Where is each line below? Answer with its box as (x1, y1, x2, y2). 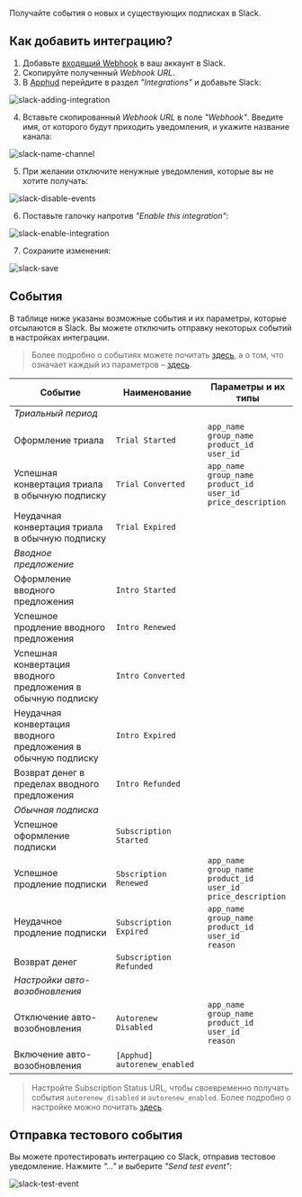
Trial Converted (115, 479, 186, 489)
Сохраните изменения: (22, 245, 111, 256)
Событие (40, 386, 81, 398)
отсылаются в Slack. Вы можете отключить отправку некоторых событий (9, 322, 292, 333)
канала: (22, 131, 52, 142)
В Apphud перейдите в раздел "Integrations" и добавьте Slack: (22, 77, 262, 87)
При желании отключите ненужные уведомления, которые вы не (22, 166, 274, 177)
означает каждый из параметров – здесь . (31, 359, 192, 370)
